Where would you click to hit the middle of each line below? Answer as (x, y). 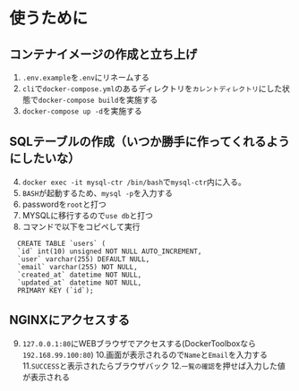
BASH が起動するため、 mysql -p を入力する (97, 192)
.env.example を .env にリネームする (85, 77)
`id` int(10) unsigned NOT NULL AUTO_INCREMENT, (110, 251)
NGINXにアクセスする (70, 320)
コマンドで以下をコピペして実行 (81, 226)
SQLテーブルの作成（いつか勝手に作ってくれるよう (149, 142)
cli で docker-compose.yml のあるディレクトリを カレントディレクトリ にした (152, 89)
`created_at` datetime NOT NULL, (80, 275)
